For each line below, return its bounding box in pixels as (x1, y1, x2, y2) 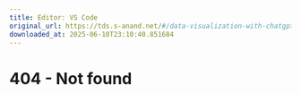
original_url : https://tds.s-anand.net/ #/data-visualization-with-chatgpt (9, 21, 295, 30)
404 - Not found (9, 68, 133, 89)
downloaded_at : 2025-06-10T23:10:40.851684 (9, 30, 175, 38)
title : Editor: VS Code (9, 13, 99, 22)
